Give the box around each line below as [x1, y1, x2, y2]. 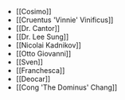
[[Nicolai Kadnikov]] [15, 40, 81, 50]
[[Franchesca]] [15, 66, 65, 75]
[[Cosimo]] [15, 7, 52, 16]
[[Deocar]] [15, 75, 51, 83]
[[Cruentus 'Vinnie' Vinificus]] [15, 15, 114, 25]
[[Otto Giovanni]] [15, 49, 72, 58]
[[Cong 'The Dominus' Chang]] [15, 83, 118, 92]
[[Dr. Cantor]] [15, 24, 61, 33]
